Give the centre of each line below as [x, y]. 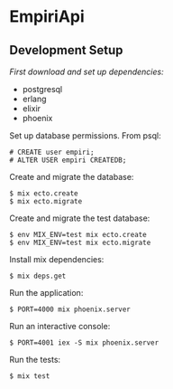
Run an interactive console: [60, 326]
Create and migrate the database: [72, 177]
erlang [34, 99]
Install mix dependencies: [57, 259]
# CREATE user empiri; [52, 152]
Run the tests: [35, 360]
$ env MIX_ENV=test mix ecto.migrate [80, 242]
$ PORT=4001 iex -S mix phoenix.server [84, 343]
